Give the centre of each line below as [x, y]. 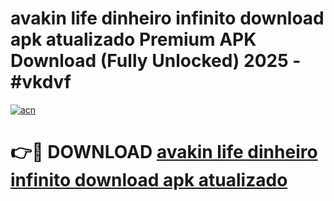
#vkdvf [41, 82]
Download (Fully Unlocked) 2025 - [156, 61]
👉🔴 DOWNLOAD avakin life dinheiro [164, 152]
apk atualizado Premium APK [133, 39]
